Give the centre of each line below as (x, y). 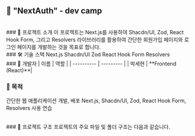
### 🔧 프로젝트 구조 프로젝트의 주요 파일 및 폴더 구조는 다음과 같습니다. (88, 127)
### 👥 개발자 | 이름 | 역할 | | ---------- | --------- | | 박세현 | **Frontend (91, 63)
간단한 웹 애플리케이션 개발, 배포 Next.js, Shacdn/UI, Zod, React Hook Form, (96, 101)
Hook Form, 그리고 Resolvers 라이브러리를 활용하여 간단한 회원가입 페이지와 (95, 40)
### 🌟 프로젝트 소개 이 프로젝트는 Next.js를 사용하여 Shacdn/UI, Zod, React (95, 32)
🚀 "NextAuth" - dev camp (54, 11)
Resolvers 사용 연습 (29, 108)
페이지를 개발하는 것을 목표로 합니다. (59, 47)
